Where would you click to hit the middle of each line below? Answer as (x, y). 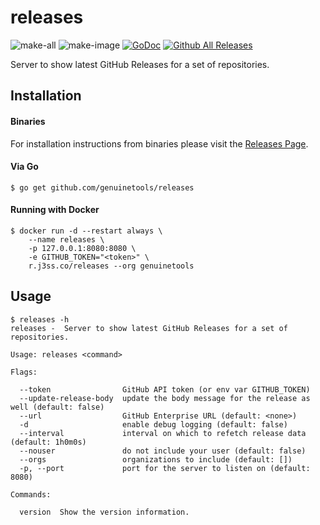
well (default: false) (57, 407)
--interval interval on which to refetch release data (163, 433)
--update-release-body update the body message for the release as (165, 398)
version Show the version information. (104, 512)
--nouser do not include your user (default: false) (163, 451)
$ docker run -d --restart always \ (86, 231)
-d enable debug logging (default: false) (153, 424)
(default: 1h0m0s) (48, 442)
